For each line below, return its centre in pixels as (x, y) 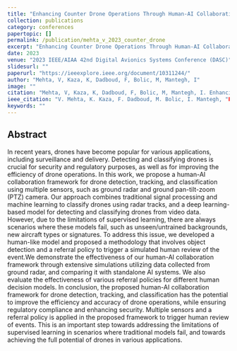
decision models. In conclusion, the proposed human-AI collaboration (108, 287)
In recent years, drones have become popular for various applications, (109, 151)
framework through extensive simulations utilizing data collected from (109, 264)
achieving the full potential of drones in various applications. (95, 340)
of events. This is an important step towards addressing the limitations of (113, 324)
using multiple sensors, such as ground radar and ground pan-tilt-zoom (111, 189)
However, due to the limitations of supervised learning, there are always (112, 219)
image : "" (22, 86)
